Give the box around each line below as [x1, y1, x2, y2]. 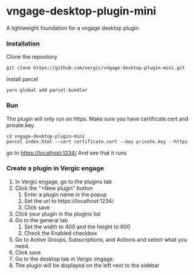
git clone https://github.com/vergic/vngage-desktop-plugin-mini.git [6, 65, 186, 71]
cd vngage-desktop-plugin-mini [6, 133, 85, 139]
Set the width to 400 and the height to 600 [24, 223, 131, 230]
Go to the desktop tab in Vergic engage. [15, 255, 115, 262]
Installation [6, 39, 40, 48]
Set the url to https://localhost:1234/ [24, 197, 114, 204]
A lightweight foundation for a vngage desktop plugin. [6, 24, 141, 31]
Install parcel [6, 76, 38, 83]
